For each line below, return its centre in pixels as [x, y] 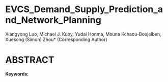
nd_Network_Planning [53, 20]
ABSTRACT [30, 60]
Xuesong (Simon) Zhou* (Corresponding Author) [57, 39]
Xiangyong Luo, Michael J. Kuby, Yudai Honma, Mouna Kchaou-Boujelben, [83, 34]
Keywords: [17, 74]
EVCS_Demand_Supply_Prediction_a [84, 9]
